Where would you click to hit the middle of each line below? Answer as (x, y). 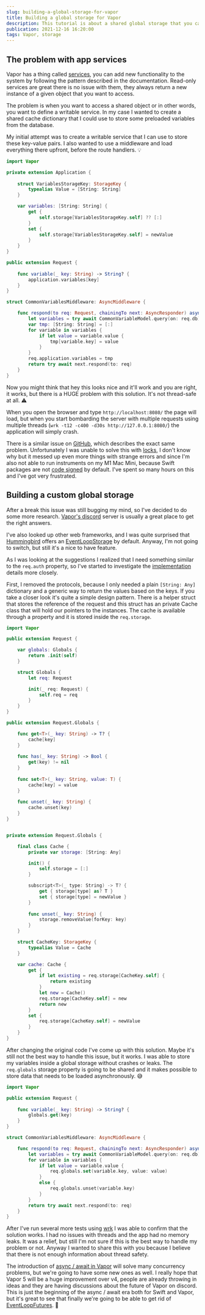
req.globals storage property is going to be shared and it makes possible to (102, 1069)
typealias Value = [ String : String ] (75, 189)
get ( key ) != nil (49, 762)
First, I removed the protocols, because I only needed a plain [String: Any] (101, 584)
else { (47, 1183)
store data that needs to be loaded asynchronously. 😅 (75, 1075)
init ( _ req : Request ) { (58, 689)
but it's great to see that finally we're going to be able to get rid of (89, 1299)
